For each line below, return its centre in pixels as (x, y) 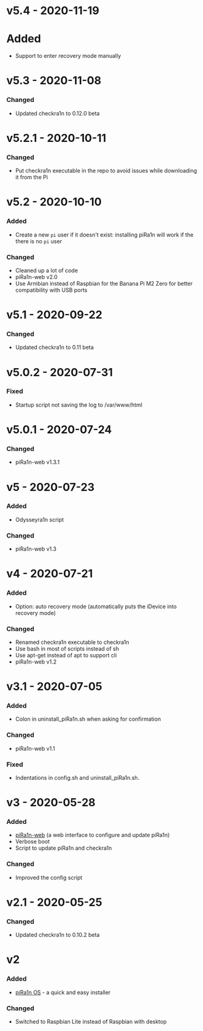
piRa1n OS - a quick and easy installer (63, 992)
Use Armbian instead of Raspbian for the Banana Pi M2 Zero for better (104, 283)
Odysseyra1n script (40, 519)
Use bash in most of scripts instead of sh (67, 648)
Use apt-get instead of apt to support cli (66, 655)
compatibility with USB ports (51, 290)
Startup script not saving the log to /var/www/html (79, 405)
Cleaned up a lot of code (47, 270)
